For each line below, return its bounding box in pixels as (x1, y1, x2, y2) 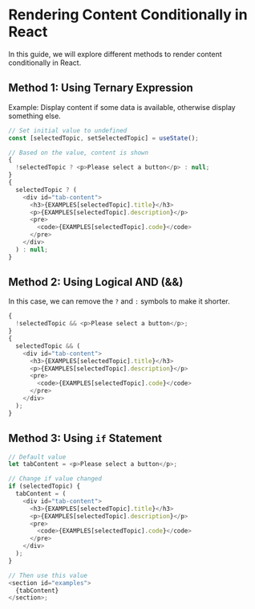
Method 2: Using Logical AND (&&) (8, 276, 184, 289)
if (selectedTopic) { (8, 482, 81, 491)
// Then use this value (8, 571, 88, 579)
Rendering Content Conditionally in (8, 6, 248, 24)
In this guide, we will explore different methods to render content (8, 49, 222, 59)
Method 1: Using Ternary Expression (8, 81, 194, 95)
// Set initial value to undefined (8, 126, 127, 134)
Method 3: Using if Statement (8, 431, 163, 445)
